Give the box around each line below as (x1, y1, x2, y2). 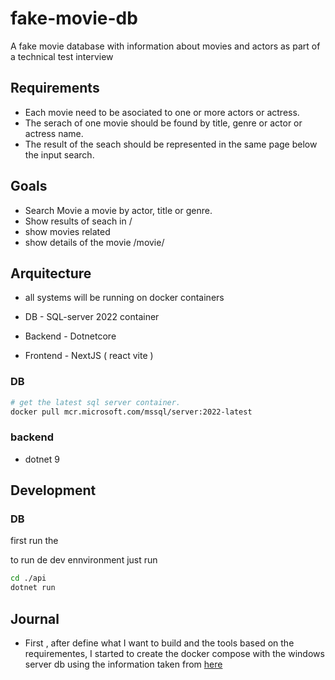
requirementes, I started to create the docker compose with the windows (24, 647, 325, 659)
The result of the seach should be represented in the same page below (24, 138, 318, 150)
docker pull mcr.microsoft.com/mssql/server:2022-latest (10, 407, 253, 417)
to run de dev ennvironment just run (10, 554, 158, 566)
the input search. (24, 148, 95, 161)
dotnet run (10, 583, 56, 593)
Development (10, 482, 97, 499)
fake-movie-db (10, 7, 138, 30)
